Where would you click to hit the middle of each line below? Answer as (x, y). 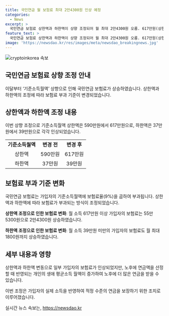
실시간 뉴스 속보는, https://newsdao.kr (44, 308)
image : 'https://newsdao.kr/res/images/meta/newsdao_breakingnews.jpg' (82, 43)
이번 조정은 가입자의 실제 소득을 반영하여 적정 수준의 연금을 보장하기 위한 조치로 (83, 291)
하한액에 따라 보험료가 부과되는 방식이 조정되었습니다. (67, 203)
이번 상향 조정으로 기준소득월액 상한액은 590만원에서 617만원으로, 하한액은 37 (82, 125)
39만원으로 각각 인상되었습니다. (50, 131)
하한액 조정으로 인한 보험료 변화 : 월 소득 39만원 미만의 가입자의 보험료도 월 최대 (82, 231)
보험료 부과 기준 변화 (35, 183)
